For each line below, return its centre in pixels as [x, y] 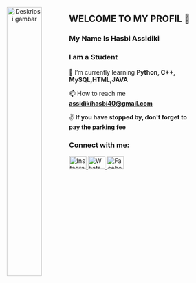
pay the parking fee [98, 127]
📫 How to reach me [98, 93]
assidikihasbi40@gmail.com [111, 103]
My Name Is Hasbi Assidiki [114, 39]
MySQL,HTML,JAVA [99, 79]
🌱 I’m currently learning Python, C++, [122, 72]
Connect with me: [99, 145]
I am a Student [94, 57]
